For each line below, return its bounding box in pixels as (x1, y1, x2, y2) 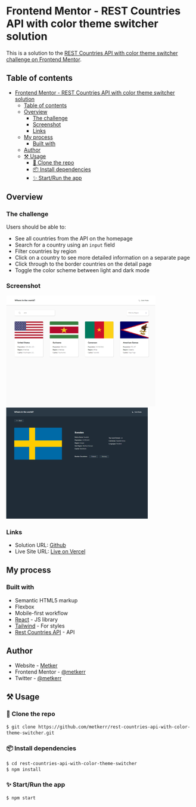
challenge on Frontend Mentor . (6, 56, 82, 63)
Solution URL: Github (14, 541, 67, 549)
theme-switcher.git (6, 730, 55, 736)
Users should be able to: (6, 223, 67, 231)
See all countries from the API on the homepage (14, 235, 133, 242)
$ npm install (6, 767, 42, 773)
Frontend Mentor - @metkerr (14, 668, 86, 675)
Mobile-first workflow (14, 609, 69, 617)
